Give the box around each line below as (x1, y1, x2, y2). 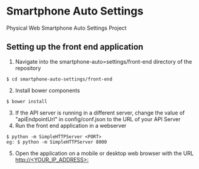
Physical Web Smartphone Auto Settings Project (6, 24, 127, 31)
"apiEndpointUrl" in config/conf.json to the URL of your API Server (15, 115, 181, 122)
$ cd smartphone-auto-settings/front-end (6, 76, 113, 82)
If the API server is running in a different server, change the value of (15, 109, 185, 116)
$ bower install (6, 98, 47, 104)
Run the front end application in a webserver (15, 122, 127, 129)
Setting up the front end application (6, 42, 144, 52)
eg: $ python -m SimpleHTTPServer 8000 (6, 139, 107, 145)
